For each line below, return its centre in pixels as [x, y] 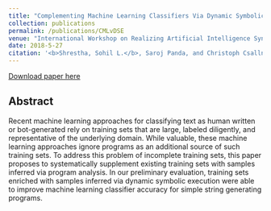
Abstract [31, 101]
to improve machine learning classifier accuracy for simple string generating [135, 189]
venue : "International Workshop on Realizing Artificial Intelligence [129, 38]
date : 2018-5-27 [35, 46]
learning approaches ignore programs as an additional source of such [124, 147]
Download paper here [44, 76]
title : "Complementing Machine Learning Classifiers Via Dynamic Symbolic [137, 16]
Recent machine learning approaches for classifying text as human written [132, 121]
